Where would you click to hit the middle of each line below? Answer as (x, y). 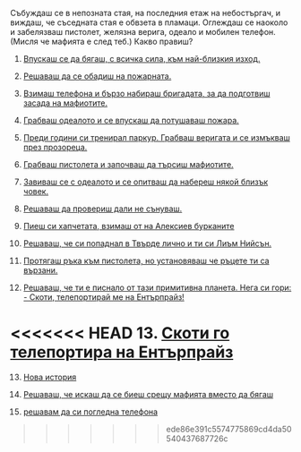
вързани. (40, 270)
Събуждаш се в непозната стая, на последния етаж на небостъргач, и (146, 13)
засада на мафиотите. (65, 103)
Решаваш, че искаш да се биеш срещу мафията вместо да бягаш (148, 394)
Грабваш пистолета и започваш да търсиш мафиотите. (128, 164)
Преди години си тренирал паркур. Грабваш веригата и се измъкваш (156, 137)
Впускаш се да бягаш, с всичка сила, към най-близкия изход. (142, 59)
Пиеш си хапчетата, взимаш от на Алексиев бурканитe (129, 226)
